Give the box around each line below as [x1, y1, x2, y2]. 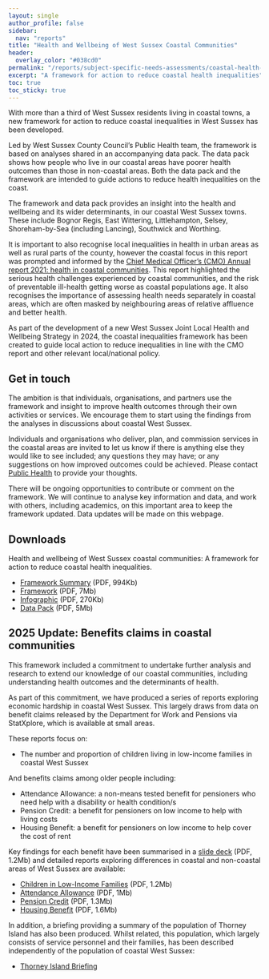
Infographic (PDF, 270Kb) [19, 595, 104, 604]
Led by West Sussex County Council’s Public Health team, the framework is [8, 141, 258, 150]
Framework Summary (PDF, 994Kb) [19, 578, 138, 587]
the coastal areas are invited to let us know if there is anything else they [8, 443, 245, 452]
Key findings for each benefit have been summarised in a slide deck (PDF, [8, 846, 252, 857]
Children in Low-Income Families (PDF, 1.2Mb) [19, 879, 173, 889]
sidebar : [8, 26, 38, 34]
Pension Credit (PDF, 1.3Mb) [19, 896, 114, 905]
